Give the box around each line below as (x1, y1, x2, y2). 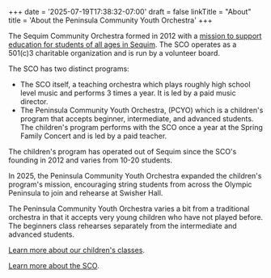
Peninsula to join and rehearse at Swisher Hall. (8, 188, 163, 197)
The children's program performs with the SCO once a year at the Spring (19, 123, 263, 132)
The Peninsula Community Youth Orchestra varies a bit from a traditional (8, 204, 250, 213)
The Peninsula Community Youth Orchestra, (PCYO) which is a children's (19, 105, 264, 115)
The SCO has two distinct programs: (8, 64, 129, 74)
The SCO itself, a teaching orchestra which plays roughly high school (19, 80, 251, 89)
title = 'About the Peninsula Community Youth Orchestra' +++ (8, 15, 213, 25)
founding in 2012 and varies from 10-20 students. (8, 155, 172, 165)
